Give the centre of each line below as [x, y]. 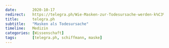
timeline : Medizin [27, 28]
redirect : [16, 14]
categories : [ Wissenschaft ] [35, 33]
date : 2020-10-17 [30, 10]
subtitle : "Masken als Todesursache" [47, 24]
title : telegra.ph [30, 19]
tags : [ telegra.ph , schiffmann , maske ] [54, 38]
